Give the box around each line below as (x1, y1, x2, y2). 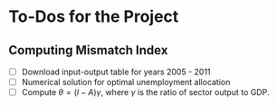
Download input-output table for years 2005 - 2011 (21, 66, 211, 77)
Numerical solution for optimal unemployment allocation (21, 77, 231, 88)
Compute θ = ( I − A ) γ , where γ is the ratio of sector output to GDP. (21, 87, 270, 98)
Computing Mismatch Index (8, 43, 168, 58)
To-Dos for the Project (8, 6, 179, 27)
